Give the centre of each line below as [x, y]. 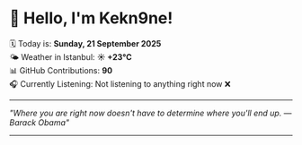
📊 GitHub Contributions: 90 [61, 70]
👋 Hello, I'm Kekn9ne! [91, 18]
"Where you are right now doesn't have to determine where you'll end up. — [151, 113]
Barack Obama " [40, 122]
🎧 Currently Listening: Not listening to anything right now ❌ [120, 83]
